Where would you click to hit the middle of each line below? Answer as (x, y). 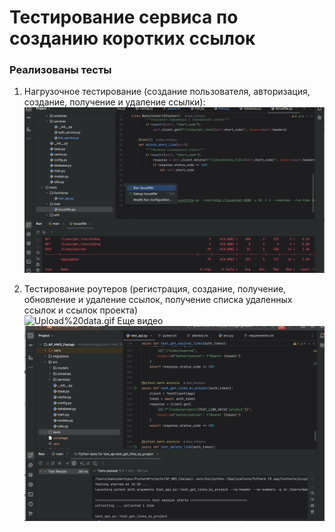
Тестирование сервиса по (124, 17)
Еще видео (140, 320)
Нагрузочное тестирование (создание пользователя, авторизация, (167, 92)
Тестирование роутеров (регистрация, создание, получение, (155, 288)
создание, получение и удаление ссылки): (114, 102)
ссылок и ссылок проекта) (81, 310)
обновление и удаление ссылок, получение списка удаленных (158, 299)
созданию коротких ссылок (132, 38)
